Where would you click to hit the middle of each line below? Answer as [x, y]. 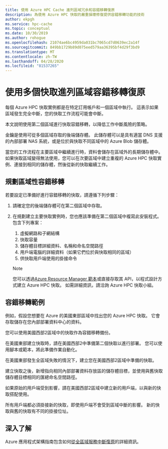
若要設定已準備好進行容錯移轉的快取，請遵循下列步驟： [62, 195]
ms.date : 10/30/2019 [27, 33]
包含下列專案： [28, 222]
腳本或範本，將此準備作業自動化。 [44, 349]
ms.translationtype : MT [30, 52]
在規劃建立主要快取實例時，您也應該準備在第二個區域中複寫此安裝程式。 [87, 216]
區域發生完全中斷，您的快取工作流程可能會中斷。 [55, 114]
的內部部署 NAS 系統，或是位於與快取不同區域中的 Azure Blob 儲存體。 [78, 141]
